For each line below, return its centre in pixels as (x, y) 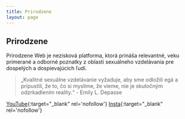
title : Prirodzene (29, 12)
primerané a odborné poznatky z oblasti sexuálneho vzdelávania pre (90, 62)
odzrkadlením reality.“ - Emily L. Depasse (71, 92)
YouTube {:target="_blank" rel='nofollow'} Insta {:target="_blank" (85, 104)
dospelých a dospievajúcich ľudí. (47, 68)
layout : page (22, 17)
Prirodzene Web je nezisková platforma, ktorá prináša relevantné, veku (93, 56)
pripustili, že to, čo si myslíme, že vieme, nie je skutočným (92, 86)
